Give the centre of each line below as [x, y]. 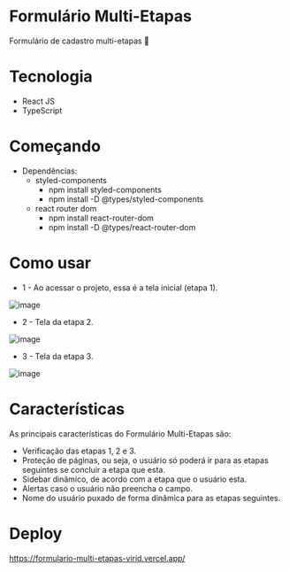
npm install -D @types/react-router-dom [122, 227]
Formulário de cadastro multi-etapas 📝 [80, 41]
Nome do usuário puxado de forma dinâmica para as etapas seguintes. [151, 498]
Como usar [50, 263]
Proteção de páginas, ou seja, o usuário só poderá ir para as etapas [145, 460]
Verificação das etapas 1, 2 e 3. [79, 451]
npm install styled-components [105, 189]
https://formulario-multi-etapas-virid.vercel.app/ [97, 558]
